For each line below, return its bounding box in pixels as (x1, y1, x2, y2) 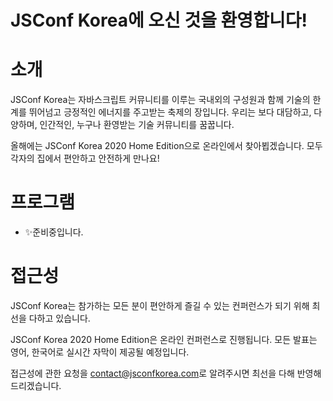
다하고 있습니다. (28, 312, 91, 324)
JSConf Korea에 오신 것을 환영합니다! (10, 9, 308, 32)
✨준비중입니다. (24, 226, 84, 238)
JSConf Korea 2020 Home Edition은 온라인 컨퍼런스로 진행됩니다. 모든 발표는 (10, 334, 318, 345)
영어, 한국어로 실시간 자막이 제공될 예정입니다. (10, 346, 190, 358)
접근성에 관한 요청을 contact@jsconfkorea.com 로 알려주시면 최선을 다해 (10, 367, 295, 379)
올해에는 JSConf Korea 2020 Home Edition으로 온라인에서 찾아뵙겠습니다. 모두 (10, 140, 323, 152)
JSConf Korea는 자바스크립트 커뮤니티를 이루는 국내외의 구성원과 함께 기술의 (10, 94, 311, 106)
